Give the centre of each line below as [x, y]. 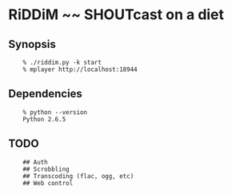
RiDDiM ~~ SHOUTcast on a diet [116, 15]
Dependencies [45, 94]
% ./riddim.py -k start [62, 62]
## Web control [48, 183]
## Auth [35, 162]
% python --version [55, 112]
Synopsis [32, 44]
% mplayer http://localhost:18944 [80, 69]
